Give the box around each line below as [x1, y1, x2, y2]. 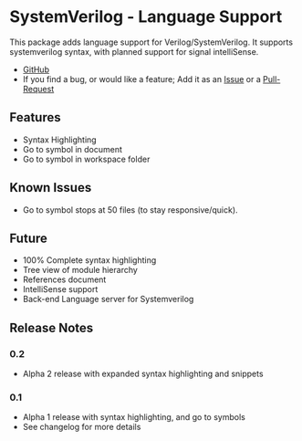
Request [22, 83, 55, 94]
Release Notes [9, 320, 94, 335]
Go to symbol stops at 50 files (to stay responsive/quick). [22, 204, 239, 215]
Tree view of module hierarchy [22, 265, 139, 276]
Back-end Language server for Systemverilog [22, 294, 194, 305]
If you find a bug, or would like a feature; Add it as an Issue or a [22, 73, 262, 84]
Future [9, 230, 48, 246]
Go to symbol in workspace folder [22, 153, 151, 164]
